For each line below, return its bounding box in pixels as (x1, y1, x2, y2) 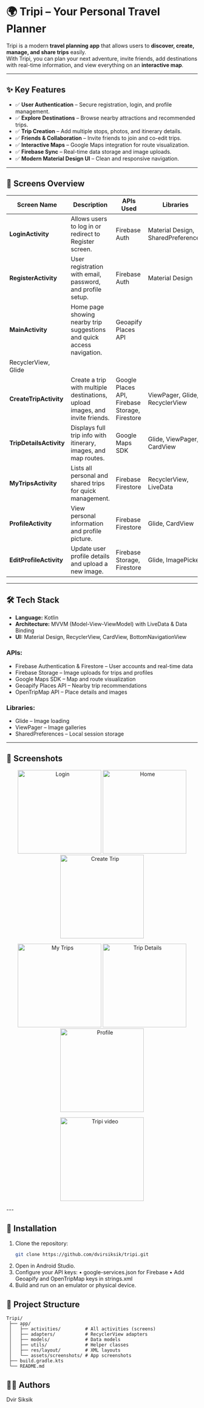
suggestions (70, 325, 106, 334)
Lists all (70, 463, 92, 472)
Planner (6, 22, 47, 36)
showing (70, 310, 95, 319)
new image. (70, 567, 104, 575)
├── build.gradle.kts (8, 1358, 64, 1364)
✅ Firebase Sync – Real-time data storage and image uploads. (15, 148, 172, 155)
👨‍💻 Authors (6, 1379, 50, 1390)
